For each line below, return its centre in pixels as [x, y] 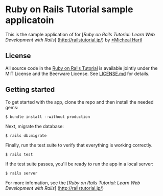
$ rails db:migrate [26, 136]
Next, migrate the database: [34, 126]
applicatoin [30, 20]
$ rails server [21, 173]
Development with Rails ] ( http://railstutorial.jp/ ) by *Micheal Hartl [74, 40]
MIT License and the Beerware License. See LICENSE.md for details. [77, 73]
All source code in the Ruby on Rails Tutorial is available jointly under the [81, 68]
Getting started [30, 90]
